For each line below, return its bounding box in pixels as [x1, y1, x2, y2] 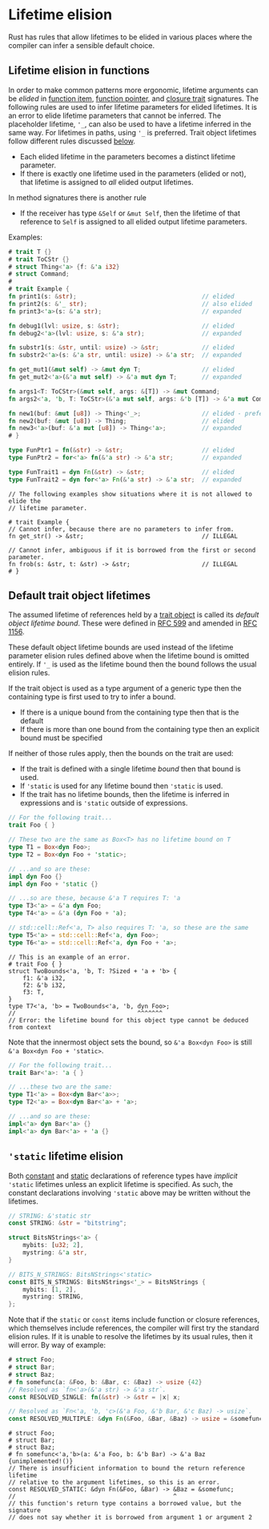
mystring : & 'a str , [22, 1249, 88, 1257]
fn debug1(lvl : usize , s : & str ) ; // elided [8, 322, 235, 330]
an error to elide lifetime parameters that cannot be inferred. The [8, 111, 222, 120]
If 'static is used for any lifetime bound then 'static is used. [19, 781, 223, 791]
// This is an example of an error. [8, 953, 130, 961]
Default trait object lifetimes [8, 589, 151, 602]
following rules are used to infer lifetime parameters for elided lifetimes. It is [8, 102, 258, 111]
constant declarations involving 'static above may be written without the [8, 1188, 251, 1197]
